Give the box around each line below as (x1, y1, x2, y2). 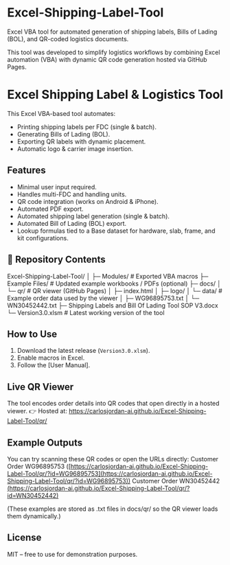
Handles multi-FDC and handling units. (16, 190, 127, 198)
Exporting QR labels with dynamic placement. (16, 137, 146, 146)
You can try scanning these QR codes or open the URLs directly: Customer (7, 454, 218, 463)
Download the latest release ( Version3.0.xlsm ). (16, 347, 150, 355)
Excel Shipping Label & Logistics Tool (7, 87, 224, 102)
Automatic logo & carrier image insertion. (16, 144, 134, 152)
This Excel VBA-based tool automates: (7, 109, 116, 117)
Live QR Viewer (7, 381, 74, 393)
